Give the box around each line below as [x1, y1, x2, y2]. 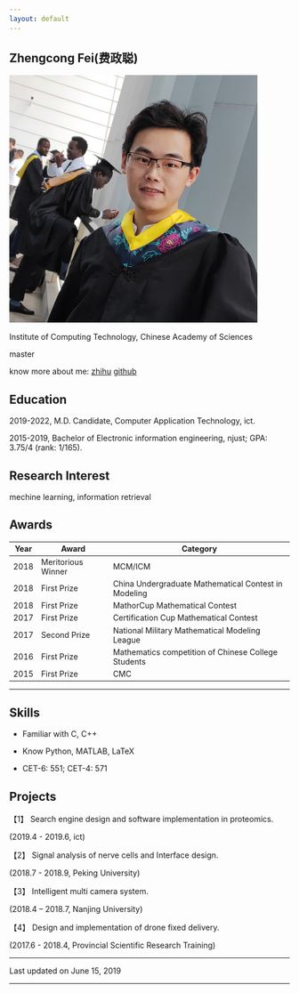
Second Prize [41, 630, 91, 641]
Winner [41, 566, 69, 577]
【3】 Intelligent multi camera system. [9, 886, 149, 897]
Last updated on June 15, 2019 [9, 965, 122, 976]
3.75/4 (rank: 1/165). [9, 442, 83, 453]
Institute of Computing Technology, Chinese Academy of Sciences [9, 332, 254, 343]
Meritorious [41, 556, 84, 567]
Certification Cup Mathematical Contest [112, 612, 258, 623]
